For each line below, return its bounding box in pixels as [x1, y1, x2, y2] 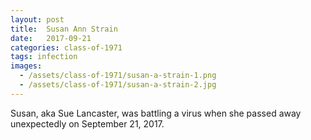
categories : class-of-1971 [10, 42, 123, 53]
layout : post [10, 14, 65, 25]
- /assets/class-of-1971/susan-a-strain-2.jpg [19, 80, 217, 90]
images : [10, 61, 43, 71]
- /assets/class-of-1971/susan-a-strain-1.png [19, 71, 217, 81]
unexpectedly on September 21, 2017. [10, 117, 165, 130]
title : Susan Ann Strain [10, 24, 118, 34]
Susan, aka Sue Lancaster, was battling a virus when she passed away [10, 107, 302, 119]
